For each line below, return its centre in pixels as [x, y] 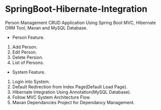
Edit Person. [25, 52]
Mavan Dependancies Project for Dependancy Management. [73, 102]
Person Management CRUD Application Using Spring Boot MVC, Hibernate [80, 23]
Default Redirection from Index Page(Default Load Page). [70, 86]
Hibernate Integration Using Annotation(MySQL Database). [71, 92]
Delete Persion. [27, 57]
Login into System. [31, 82]
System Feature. [29, 72]
